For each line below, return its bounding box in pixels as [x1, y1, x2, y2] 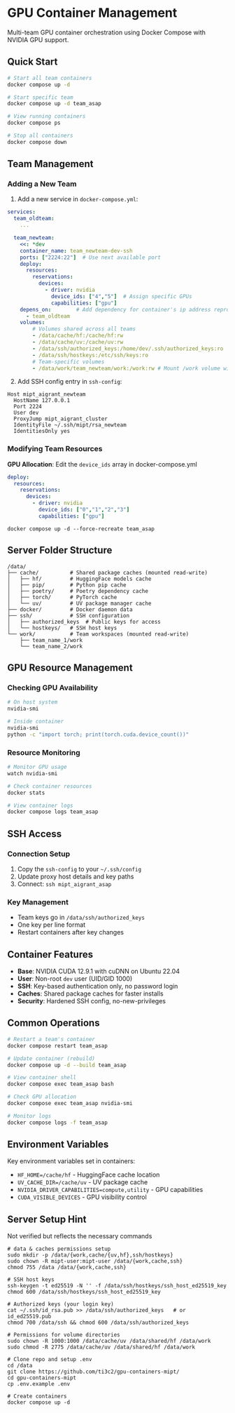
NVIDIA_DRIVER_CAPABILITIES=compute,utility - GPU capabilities [17, 1186, 204, 1194]
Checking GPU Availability [7, 683, 99, 692]
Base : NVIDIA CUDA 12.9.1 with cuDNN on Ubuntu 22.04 [17, 967, 180, 976]
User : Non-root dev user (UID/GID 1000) [17, 975, 133, 983]
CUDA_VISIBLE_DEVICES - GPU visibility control [17, 1193, 147, 1201]
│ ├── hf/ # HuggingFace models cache [7, 575, 152, 582]
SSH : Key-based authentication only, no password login [17, 982, 178, 991]
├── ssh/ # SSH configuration [7, 612, 130, 619]
